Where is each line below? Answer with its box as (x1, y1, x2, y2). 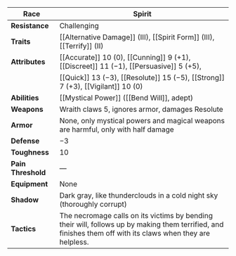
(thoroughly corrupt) (59, 200, 128, 209)
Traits (11, 37, 31, 46)
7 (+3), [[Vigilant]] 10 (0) (59, 82, 143, 91)
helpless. (59, 237, 89, 247)
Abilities (11, 93, 39, 103)
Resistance (11, 21, 49, 30)
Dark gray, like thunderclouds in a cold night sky (59, 191, 218, 200)
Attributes (11, 57, 46, 66)
